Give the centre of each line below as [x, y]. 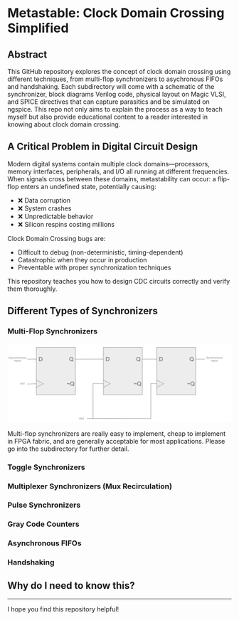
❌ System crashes [44, 208]
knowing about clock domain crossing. [64, 124]
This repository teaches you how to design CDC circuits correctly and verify [119, 281]
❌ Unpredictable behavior [55, 216]
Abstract [27, 54]
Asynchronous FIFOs [44, 543]
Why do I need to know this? [71, 586]
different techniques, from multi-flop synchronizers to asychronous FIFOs [115, 79]
